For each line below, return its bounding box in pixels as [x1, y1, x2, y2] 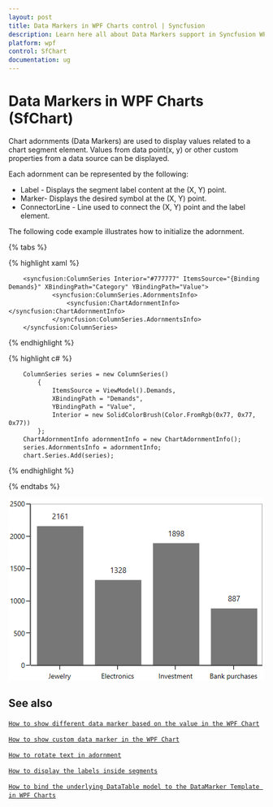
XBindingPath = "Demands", [51, 394, 144, 402]
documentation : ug [8, 56, 71, 64]
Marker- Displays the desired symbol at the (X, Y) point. [19, 193, 207, 203]
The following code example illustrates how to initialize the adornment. [8, 226, 245, 236]
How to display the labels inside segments [8, 766, 158, 775]
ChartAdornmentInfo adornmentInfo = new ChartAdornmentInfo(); [23, 435, 242, 443]
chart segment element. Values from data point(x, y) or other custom [8, 145, 238, 154]
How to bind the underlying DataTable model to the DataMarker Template [8, 783, 260, 791]
